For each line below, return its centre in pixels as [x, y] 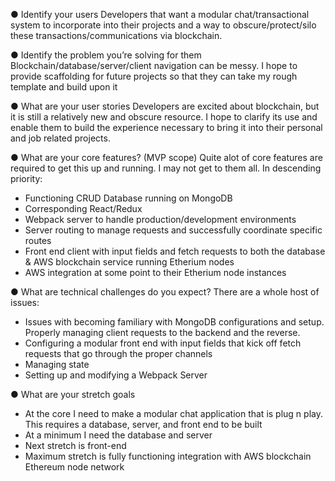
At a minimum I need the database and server [118, 435]
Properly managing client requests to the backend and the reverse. [162, 332]
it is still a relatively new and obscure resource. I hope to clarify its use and [164, 117]
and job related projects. [60, 138]
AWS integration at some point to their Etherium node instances [155, 272]
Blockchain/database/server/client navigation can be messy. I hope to [154, 65]
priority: [26, 178]
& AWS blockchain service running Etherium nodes [129, 262]
